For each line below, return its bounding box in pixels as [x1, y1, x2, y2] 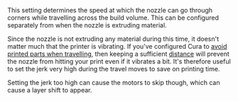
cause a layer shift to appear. [7, 86, 92, 94]
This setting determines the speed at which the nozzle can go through [7, 6, 213, 14]
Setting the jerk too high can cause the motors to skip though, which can [7, 78, 220, 87]
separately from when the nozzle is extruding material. [7, 21, 167, 29]
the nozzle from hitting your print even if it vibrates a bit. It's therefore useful [7, 57, 231, 66]
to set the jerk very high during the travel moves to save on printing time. [7, 65, 220, 73]
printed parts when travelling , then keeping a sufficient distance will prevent [7, 49, 229, 58]
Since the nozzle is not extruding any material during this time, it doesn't [7, 35, 219, 43]
